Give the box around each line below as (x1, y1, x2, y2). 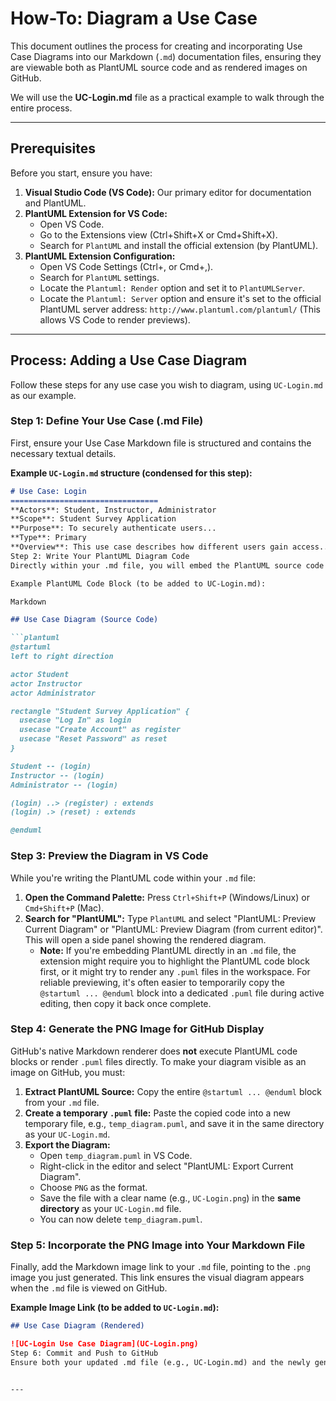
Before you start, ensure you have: (10, 167, 153, 179)
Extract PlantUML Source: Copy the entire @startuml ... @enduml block (24, 1085, 323, 1097)
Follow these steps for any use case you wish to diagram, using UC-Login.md (10, 378, 324, 391)
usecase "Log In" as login (19, 715, 132, 726)
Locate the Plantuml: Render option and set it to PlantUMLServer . (39, 282, 306, 294)
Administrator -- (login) (10, 780, 118, 790)
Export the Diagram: (24, 1138, 111, 1151)
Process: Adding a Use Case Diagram (10, 352, 248, 369)
